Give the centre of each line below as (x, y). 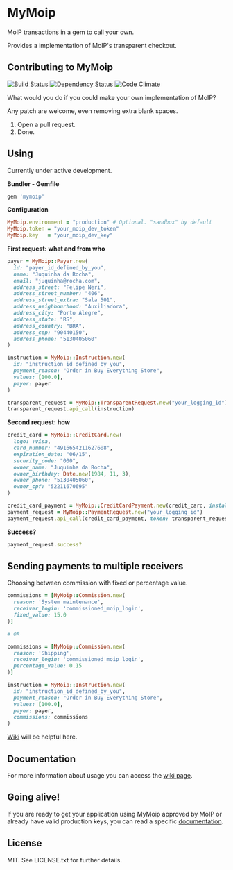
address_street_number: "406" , (59, 294)
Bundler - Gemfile (33, 184)
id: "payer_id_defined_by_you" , (60, 268)
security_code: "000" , (46, 461)
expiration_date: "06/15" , (52, 454)
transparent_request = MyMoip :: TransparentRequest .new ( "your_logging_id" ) (118, 403)
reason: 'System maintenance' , (59, 602)
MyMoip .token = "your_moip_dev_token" (63, 229)
